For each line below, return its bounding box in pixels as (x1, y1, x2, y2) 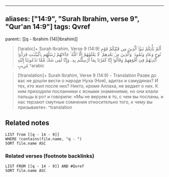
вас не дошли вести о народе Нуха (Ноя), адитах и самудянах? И (17, 77, 158, 83)
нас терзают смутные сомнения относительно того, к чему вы (17, 99, 152, 105)
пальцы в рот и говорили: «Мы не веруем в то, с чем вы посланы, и (17, 93, 163, 99)
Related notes (5, 119, 49, 127)
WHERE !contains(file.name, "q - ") (5, 136, 82, 141)
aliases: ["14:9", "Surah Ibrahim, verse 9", (5, 15, 140, 23)
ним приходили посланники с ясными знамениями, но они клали (17, 88, 158, 94)
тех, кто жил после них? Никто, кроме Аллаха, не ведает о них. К (17, 83, 158, 89)
